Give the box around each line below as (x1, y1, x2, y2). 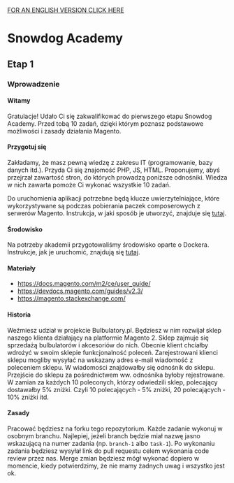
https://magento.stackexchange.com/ (17, 294, 126, 303)
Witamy (7, 96, 31, 105)
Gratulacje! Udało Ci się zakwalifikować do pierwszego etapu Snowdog (7, 112, 212, 120)
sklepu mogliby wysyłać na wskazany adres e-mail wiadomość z (7, 356, 193, 364)
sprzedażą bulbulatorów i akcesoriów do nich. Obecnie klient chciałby (7, 340, 208, 349)
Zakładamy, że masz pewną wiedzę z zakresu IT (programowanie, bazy (7, 158, 213, 166)
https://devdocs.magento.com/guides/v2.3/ (17, 287, 143, 296)
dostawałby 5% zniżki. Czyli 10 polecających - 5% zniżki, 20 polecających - (7, 385, 226, 394)
